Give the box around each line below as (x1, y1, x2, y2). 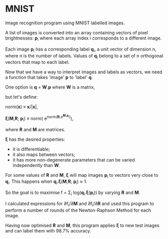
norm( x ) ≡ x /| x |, (5, 104, 38, 110)
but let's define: (5, 94, 38, 100)
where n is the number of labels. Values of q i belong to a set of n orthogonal (5, 53, 163, 60)
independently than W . (12, 162, 61, 168)
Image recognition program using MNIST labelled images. (5, 20, 125, 26)
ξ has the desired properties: (5, 136, 66, 142)
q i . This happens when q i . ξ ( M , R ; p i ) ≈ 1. (5, 178, 87, 186)
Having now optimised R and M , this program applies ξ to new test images (5, 222, 160, 228)
